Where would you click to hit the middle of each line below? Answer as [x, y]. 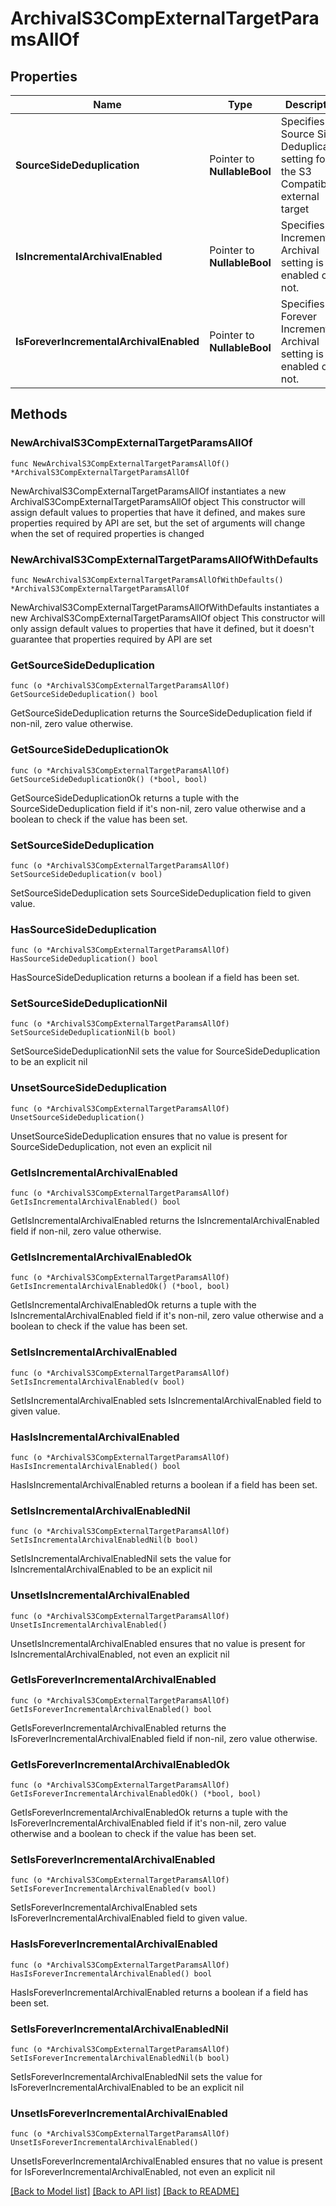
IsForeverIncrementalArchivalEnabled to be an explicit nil [127, 2088]
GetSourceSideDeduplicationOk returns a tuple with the [125, 798]
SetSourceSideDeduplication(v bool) [86, 874]
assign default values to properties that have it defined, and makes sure [158, 512]
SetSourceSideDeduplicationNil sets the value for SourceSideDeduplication [165, 1051]
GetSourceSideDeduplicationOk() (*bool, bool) [109, 779]
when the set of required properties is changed [107, 533]
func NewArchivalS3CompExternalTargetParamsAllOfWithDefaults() [147, 580]
